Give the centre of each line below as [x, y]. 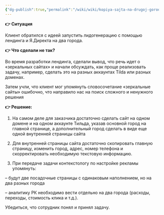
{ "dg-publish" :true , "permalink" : [39, 10]
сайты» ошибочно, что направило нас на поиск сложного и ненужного [79, 92]
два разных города [25, 183]
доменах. [15, 77]
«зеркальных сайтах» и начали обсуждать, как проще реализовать [76, 67]
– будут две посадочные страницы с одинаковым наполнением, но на [78, 178]
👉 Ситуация [19, 24]
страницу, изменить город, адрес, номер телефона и [68, 148]
